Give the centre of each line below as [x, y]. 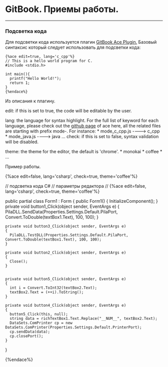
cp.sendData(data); [30, 332]
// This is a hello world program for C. [49, 61]
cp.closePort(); [26, 336]
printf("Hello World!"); [35, 79]
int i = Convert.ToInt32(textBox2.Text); [53, 288]
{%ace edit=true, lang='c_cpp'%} [40, 57]
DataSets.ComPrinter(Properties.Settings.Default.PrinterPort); [73, 327]
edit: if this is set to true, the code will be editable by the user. [68, 111]
